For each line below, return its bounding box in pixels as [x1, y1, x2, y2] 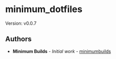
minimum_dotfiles [5, 4, 83, 15]
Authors [5, 35, 32, 43]
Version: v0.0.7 [5, 20, 37, 26]
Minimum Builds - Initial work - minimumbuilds [12, 48, 111, 54]
